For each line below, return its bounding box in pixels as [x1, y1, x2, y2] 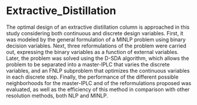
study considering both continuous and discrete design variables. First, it [6, 29, 184, 36]
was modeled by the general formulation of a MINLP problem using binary [6, 36, 186, 43]
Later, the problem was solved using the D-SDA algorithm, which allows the [6, 55, 189, 62]
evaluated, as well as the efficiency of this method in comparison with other [6, 86, 190, 93]
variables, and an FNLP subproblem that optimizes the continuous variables [6, 67, 190, 74]
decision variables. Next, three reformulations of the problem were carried [6, 42, 187, 49]
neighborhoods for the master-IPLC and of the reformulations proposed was [6, 79, 192, 86]
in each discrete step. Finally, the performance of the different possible [6, 73, 179, 80]
